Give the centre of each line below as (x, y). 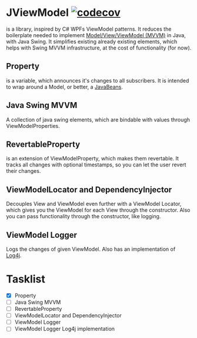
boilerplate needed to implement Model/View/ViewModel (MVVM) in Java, (96, 35)
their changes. (24, 171)
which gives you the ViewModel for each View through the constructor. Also (98, 210)
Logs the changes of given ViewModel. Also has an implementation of (91, 249)
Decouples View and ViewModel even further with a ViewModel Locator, (94, 204)
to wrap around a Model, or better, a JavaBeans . (65, 87)
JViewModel (38, 13)
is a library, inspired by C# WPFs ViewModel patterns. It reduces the (89, 29)
